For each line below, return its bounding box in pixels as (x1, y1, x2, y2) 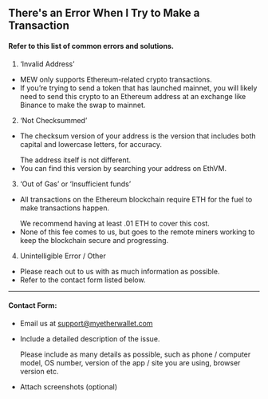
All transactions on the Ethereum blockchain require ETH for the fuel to (19, 194, 253, 204)
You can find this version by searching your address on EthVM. (19, 163, 227, 173)
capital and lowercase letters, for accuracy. (19, 139, 162, 149)
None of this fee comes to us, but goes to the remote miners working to (19, 227, 255, 237)
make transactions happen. (19, 203, 110, 213)
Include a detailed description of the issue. (19, 333, 160, 343)
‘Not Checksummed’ (19, 115, 88, 125)
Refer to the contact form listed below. (19, 275, 146, 285)
